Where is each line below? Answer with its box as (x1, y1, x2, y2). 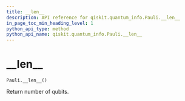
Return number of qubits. (6, 88, 69, 96)
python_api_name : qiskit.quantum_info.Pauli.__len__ (6, 31, 143, 37)
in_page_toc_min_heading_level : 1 (6, 20, 94, 26)
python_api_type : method (6, 25, 69, 32)
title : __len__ (6, 8, 45, 15)
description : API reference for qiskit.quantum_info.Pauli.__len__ (6, 15, 181, 21)
